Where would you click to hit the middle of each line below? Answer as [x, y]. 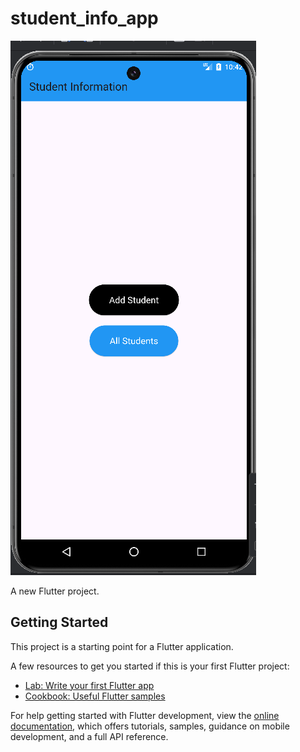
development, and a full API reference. [89, 736]
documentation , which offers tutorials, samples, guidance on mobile [150, 726]
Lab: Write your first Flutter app [89, 685]
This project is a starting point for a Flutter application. [122, 646]
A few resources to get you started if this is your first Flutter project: [150, 666]
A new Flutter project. [55, 591]
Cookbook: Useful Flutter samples [95, 696]
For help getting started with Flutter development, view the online [145, 715]
